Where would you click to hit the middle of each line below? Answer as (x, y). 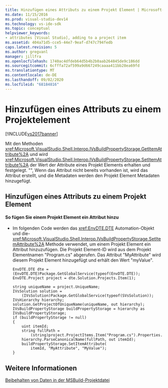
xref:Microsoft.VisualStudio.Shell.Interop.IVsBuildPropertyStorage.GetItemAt (84, 149)
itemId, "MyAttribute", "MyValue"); (69, 348)
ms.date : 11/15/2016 (27, 15)
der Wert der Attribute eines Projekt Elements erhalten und (90, 165)
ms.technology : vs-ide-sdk (33, 24)
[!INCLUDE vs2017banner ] (32, 134)
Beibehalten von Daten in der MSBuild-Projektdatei (57, 380)
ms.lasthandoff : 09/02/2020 (34, 80)
